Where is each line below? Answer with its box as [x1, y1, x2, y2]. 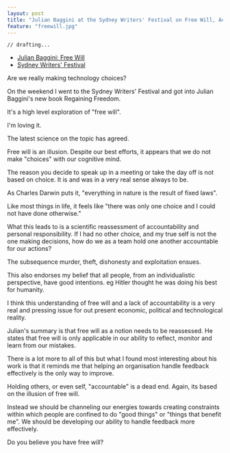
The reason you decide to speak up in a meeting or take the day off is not [7, 169, 214, 177]
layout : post [7, 10, 44, 17]
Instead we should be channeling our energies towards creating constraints [7, 403, 220, 411]
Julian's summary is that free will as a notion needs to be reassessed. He [7, 327, 214, 335]
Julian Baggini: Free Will [16, 53, 86, 62]
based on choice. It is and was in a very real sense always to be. [7, 175, 189, 184]
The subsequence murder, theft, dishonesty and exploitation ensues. [7, 258, 201, 266]
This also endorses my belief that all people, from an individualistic [7, 271, 195, 280]
